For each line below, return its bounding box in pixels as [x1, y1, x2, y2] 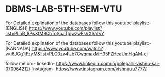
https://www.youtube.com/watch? [31, 45, 103, 51]
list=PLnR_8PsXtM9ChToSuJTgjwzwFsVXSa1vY [5, 30, 105, 36]
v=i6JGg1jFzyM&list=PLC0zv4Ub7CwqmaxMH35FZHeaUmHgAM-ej [5, 51, 148, 57]
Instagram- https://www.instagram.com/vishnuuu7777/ [31, 66, 147, 72]
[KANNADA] [5, 45, 31, 51]
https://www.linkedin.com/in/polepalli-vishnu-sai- [56, 60, 160, 66]
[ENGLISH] [5, 25, 28, 31]
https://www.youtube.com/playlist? [28, 25, 103, 31]
